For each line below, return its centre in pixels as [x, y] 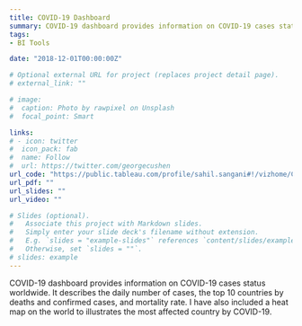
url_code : [28, 174]
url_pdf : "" [31, 182]
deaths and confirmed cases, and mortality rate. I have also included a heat [149, 302]
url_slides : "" [38, 191]
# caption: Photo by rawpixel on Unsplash [92, 108]
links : [22, 132]
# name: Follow [40, 158]
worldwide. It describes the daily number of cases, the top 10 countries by [147, 292]
